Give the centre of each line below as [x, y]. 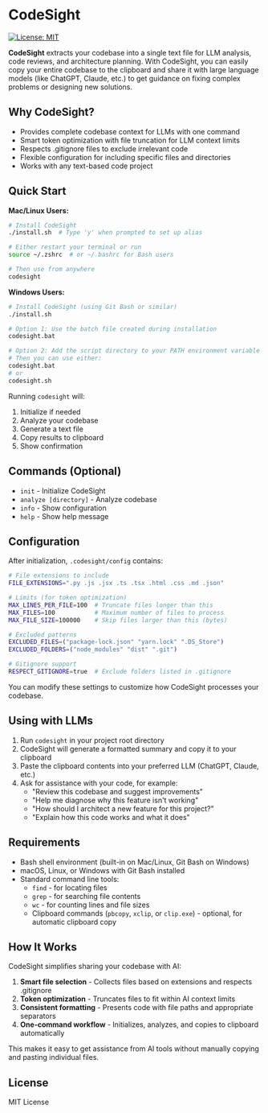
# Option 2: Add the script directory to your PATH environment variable [134, 351]
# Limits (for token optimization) [68, 598]
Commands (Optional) [65, 471]
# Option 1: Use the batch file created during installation [113, 329]
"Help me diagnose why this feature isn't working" [115, 800]
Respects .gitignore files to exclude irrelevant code [104, 148]
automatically [42, 1033]
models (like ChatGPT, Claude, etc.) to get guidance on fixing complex [124, 78]
